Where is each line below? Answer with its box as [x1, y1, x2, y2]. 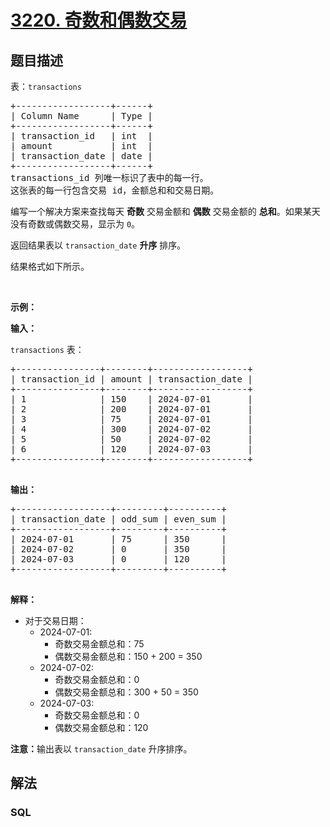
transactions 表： [10, 344, 85, 355]
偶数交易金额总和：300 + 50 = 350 [54, 686, 199, 698]
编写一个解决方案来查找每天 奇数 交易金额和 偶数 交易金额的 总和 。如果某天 [10, 206, 321, 217]
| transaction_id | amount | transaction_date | [10, 374, 253, 385]
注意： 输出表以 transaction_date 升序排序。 [10, 743, 193, 755]
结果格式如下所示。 [10, 261, 90, 272]
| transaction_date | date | [10, 151, 153, 161]
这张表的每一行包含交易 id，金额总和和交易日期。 [10, 185, 220, 196]
